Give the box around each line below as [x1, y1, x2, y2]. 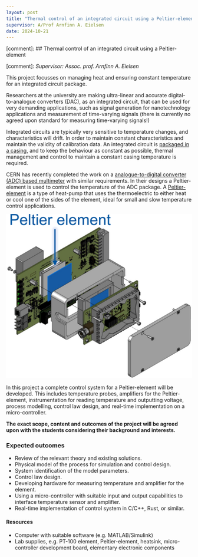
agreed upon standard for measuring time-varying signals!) [6, 117, 150, 124]
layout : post [6, 9, 38, 15]
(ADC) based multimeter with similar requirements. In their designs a [6, 177, 172, 184]
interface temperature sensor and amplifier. [14, 499, 121, 506]
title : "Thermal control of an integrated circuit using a [6, 15, 154, 22]
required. [6, 160, 28, 167]
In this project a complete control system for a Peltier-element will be [6, 384, 174, 391]
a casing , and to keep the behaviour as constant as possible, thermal [6, 147, 173, 154]
